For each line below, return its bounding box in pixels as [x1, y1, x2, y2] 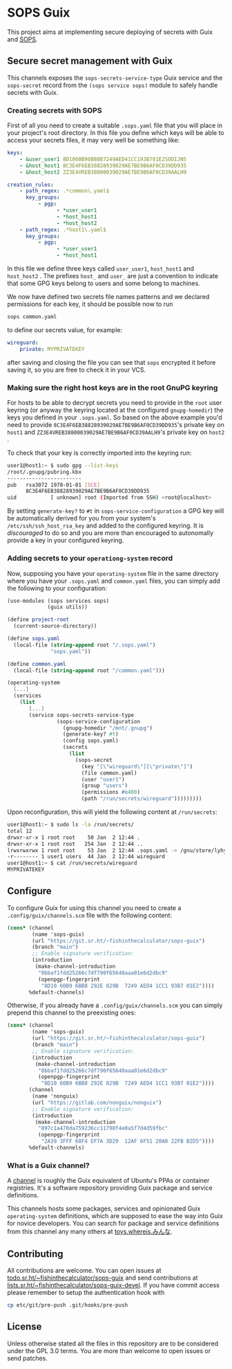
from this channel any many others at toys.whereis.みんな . [7, 1227, 173, 1236]
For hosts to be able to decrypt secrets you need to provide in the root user [7, 398, 222, 406]
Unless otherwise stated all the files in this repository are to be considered [7, 1339, 219, 1348]
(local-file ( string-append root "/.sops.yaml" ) [13, 642, 156, 649]
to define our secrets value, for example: [7, 325, 123, 334]
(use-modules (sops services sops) [7, 597, 110, 604]
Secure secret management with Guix [7, 55, 173, 67]
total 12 [7, 827, 32, 835]
